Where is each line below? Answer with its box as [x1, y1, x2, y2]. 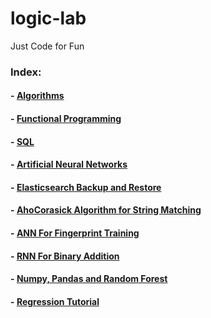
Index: [10, 65, 42, 79]
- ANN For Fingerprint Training [10, 227, 140, 239]
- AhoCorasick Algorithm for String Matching [10, 204, 202, 216]
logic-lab [10, 7, 87, 30]
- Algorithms [10, 90, 65, 102]
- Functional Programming [10, 113, 122, 125]
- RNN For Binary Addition [10, 250, 120, 262]
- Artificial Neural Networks [10, 158, 128, 171]
